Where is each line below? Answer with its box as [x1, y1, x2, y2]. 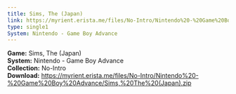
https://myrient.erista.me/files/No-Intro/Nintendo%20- [41, 72, 199, 80]
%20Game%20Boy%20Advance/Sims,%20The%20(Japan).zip [7, 79, 192, 88]
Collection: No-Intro [7, 64, 67, 72]
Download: [7, 72, 40, 80]
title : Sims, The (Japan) [7, 10, 83, 18]
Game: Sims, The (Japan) [7, 49, 82, 58]
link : [7, 17, 23, 24]
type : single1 [7, 23, 49, 30]
